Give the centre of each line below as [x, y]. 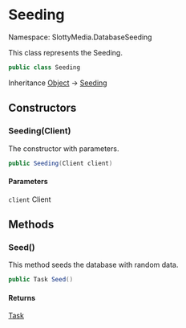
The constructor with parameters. [64, 148]
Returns [22, 297]
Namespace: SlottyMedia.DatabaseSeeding [80, 37]
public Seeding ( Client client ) [61, 163]
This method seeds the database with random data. [93, 265]
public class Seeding [44, 67]
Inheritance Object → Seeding [58, 83]
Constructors [42, 108]
